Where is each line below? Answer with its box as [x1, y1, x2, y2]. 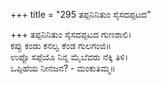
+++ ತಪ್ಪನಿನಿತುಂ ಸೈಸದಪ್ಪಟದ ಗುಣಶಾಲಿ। [10, 29, 132, 40]
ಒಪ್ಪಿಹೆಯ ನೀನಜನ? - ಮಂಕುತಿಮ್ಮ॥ [10, 62, 116, 74]
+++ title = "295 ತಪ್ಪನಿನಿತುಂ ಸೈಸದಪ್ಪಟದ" [10, 9, 152, 20]
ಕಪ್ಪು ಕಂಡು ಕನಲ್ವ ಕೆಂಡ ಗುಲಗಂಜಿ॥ [10, 40, 112, 51]
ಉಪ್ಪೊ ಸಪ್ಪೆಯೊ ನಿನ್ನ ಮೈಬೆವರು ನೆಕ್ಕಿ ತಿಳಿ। [10, 51, 129, 63]
